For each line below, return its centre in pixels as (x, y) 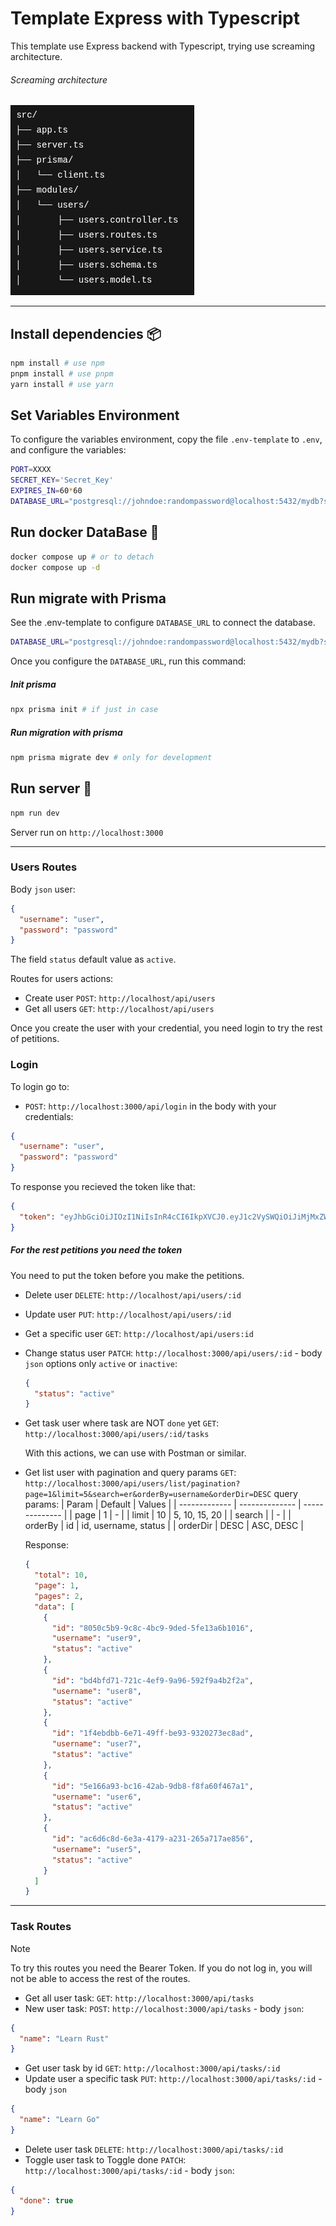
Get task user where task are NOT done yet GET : (122, 1423)
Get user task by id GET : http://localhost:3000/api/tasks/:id (152, 2068)
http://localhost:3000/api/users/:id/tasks (117, 1435)
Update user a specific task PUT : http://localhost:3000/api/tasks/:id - (173, 2079)
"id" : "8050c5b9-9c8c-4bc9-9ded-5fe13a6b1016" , (152, 1628)
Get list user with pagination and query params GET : (130, 1473)
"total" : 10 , (61, 1575)
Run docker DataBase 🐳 (85, 532)
